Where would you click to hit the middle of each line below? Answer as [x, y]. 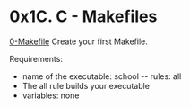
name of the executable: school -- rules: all [102, 76]
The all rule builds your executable [86, 85]
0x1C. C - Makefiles [83, 17]
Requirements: [36, 58]
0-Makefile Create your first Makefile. [78, 41]
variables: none [51, 95]
